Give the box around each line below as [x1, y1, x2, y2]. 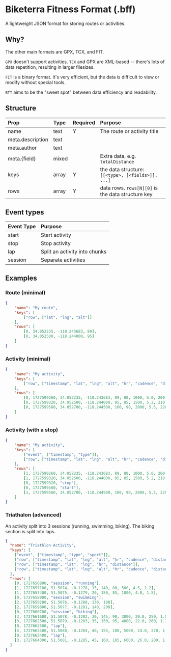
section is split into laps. [5, 528, 56, 534]
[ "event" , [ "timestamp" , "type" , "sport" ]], [14, 553, 110, 558]
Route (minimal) [5, 289, 46, 296]
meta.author [8, 144, 37, 151]
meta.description [8, 136, 48, 143]
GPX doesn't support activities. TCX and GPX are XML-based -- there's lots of [5, 59, 165, 65]
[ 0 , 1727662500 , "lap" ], [14, 623, 67, 628]
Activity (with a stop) [5, 426, 59, 433]
